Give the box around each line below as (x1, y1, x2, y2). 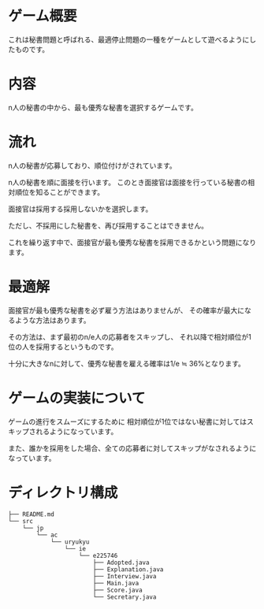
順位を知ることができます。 (14, 187, 105, 197)
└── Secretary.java (92, 592, 157, 601)
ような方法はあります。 (14, 315, 91, 325)
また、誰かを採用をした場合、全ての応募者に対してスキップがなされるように (8, 443, 257, 453)
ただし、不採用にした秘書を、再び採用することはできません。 (8, 221, 209, 230)
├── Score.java (92, 586, 143, 594)
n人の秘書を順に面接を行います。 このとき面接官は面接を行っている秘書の (8, 177, 248, 187)
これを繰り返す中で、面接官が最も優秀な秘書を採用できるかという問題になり (8, 237, 257, 247)
